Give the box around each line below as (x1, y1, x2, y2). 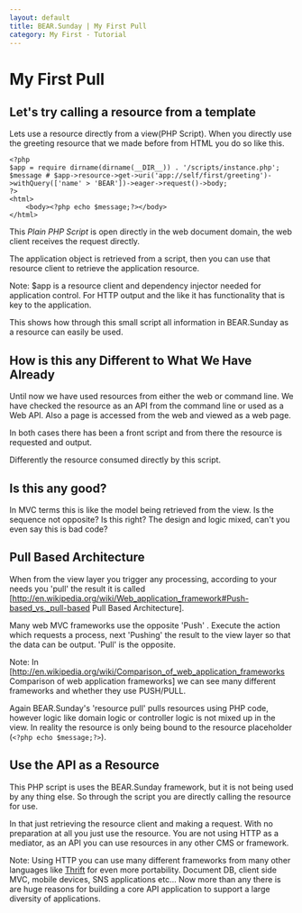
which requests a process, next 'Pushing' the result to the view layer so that (9, 629, 291, 640)
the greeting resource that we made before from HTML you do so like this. (9, 138, 285, 149)
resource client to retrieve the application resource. (9, 263, 200, 274)
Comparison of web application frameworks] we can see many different (9, 675, 277, 686)
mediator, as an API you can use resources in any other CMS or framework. (9, 837, 289, 848)
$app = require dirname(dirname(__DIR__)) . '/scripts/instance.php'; (9, 163, 280, 172)
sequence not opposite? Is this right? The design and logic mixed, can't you (9, 515, 290, 525)
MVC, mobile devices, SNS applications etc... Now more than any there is (9, 873, 281, 884)
